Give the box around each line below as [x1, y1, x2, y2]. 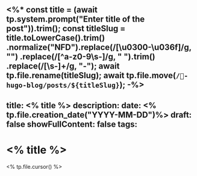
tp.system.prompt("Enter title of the [6, 14, 145, 25]
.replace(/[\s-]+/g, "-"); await [6, 61, 120, 71]
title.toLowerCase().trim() [6, 33, 105, 43]
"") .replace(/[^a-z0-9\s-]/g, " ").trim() [6, 52, 155, 62]
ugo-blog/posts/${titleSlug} [6, 81, 120, 90]
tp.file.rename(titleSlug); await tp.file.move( [6, 70, 177, 80]
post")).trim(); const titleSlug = [6, 23, 126, 34]
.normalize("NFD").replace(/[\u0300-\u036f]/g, [6, 42, 192, 53]
